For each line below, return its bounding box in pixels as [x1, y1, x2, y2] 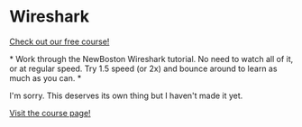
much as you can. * [9, 72, 82, 83]
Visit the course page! [9, 107, 92, 118]
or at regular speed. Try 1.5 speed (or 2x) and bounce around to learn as [9, 63, 278, 74]
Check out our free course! [9, 36, 110, 47]
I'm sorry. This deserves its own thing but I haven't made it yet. [9, 90, 243, 101]
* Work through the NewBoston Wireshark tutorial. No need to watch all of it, [9, 53, 294, 64]
